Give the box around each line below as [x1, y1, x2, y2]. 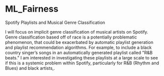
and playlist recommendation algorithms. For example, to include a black [5, 44, 152, 50]
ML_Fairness [5, 3, 59, 15]
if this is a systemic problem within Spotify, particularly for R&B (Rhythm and [5, 60, 160, 66]
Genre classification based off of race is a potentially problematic [5, 34, 137, 40]
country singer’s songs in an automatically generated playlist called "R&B [5, 50, 153, 56]
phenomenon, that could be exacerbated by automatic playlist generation [5, 39, 154, 45]
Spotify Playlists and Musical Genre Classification [5, 19, 106, 25]
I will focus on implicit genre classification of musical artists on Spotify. [5, 29, 148, 35]
